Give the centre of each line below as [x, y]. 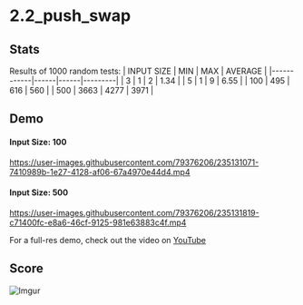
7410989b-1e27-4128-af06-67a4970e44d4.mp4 [100, 172]
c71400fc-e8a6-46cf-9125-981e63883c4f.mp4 [98, 222]
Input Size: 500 [39, 192]
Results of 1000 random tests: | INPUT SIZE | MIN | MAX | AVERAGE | [138, 71]
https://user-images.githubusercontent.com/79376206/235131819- [135, 212]
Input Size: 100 [38, 142]
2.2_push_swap [70, 16]
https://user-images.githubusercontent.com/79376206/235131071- [134, 162]
